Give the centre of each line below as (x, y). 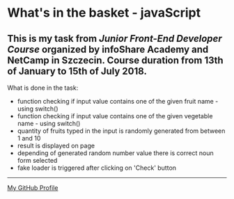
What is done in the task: (43, 88)
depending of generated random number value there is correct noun (115, 153)
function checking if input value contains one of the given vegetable (115, 116)
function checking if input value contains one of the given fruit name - (118, 101)
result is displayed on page (56, 145)
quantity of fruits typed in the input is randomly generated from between (121, 131)
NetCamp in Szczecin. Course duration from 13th (116, 60)
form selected (37, 160)
